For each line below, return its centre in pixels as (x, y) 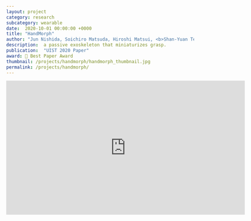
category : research (30, 17)
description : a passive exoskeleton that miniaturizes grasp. (86, 45)
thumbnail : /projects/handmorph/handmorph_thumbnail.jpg (78, 61)
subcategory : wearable (34, 23)
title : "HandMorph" (30, 34)
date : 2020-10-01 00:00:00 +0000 (49, 28)
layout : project (26, 12)
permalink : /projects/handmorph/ (48, 67)
